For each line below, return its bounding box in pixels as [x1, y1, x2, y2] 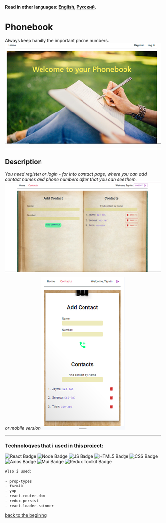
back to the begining [5, 512, 47, 518]
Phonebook [5, 22, 53, 33]
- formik [5, 484, 23, 488]
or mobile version [5, 425, 41, 431]
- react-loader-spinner [5, 503, 54, 508]
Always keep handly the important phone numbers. [5, 37, 110, 43]
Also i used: [5, 469, 32, 474]
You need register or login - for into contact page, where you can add [5, 171, 147, 177]
